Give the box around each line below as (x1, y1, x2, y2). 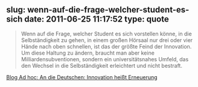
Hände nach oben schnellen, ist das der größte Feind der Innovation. (21, 43, 192, 50)
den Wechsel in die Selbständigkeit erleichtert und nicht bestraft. (21, 62, 183, 69)
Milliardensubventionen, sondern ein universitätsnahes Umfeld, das (21, 55, 189, 62)
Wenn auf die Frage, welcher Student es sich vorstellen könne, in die (21, 30, 192, 37)
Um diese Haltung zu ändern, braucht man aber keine (21, 49, 155, 56)
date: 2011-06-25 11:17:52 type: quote (24, 14, 169, 25)
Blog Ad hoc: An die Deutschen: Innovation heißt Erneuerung (6, 73, 158, 80)
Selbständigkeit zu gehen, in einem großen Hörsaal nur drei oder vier (21, 36, 193, 44)
